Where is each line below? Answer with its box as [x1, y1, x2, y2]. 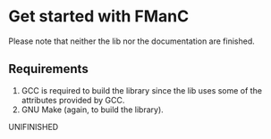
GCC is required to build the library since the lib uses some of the [21, 85, 263, 95]
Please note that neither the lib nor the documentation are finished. [8, 36, 256, 46]
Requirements [8, 61, 89, 77]
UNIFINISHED [8, 121, 59, 132]
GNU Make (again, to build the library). [21, 104, 165, 115]
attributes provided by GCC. [21, 94, 125, 105]
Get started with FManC [8, 6, 190, 27]
